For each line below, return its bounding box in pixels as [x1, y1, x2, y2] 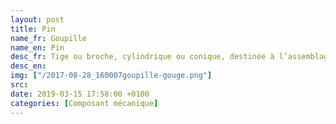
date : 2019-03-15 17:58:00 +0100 [10, 89, 150, 99]
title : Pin [10, 24, 56, 34]
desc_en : [10, 61, 47, 71]
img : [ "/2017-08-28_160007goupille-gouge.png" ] [10, 71, 213, 81]
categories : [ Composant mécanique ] [10, 98, 159, 108]
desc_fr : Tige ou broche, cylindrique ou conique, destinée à [10, 52, 275, 62]
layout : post [10, 14, 65, 25]
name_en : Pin [10, 42, 65, 53]
